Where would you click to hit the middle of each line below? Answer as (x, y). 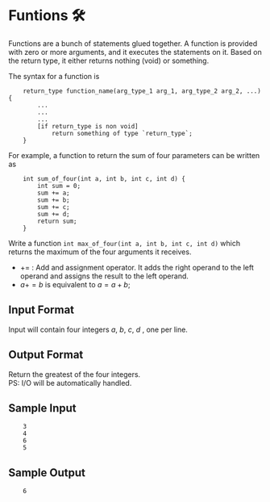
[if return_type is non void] (88, 126)
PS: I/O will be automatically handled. (70, 383)
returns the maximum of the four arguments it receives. (100, 252)
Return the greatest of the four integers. (75, 374)
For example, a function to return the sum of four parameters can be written (134, 155)
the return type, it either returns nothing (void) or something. (109, 61)
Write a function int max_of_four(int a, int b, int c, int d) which (124, 243)
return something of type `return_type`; (122, 133)
